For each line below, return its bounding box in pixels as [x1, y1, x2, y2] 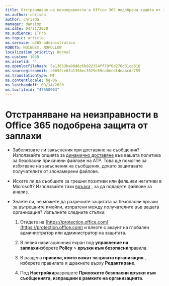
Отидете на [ [20, 219, 48, 225]
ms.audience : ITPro [5, 31, 46, 36]
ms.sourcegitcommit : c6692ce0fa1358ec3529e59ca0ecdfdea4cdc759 [5, 69, 141, 74]
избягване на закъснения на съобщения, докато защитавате [12, 163, 143, 169]
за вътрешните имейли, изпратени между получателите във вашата [12, 204, 159, 210]
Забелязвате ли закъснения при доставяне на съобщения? [12, 147, 140, 153]
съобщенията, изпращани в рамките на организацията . [20, 275, 143, 281]
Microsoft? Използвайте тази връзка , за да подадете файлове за [12, 184, 152, 190]
